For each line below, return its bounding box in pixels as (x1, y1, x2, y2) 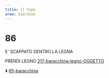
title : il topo (5, 7, 36, 12)
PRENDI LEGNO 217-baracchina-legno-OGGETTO (5, 58, 104, 64)
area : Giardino (5, 12, 36, 17)
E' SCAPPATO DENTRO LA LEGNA (5, 49, 73, 55)
